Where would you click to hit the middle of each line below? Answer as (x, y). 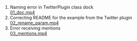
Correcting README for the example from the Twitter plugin (71, 18)
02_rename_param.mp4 (34, 23)
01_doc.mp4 (22, 12)
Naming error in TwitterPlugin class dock (51, 7)
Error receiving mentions (35, 28)
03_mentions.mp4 (28, 33)
